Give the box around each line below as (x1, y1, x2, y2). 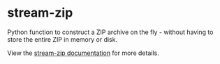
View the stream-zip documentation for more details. (7, 49, 159, 57)
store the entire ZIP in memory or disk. (7, 35, 117, 43)
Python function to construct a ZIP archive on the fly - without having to (7, 28, 214, 36)
